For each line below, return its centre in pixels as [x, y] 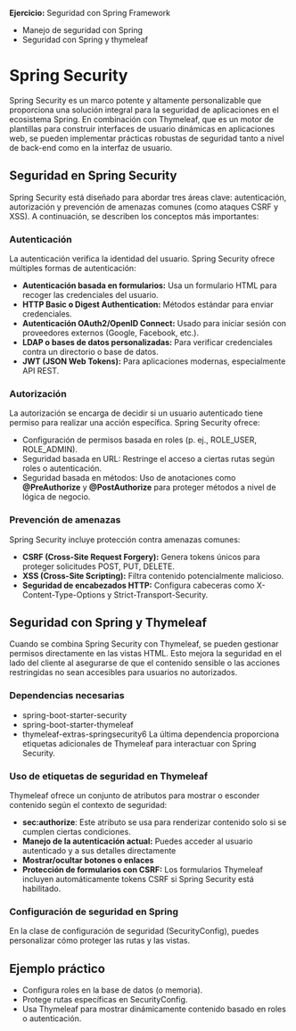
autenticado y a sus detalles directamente [99, 851]
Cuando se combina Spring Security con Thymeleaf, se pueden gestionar [144, 644]
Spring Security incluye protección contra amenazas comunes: [125, 540]
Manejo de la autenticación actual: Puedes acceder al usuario [137, 841]
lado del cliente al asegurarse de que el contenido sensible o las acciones [145, 663]
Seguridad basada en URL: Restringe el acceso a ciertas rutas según [148, 459]
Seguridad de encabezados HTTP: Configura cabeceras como [138, 585]
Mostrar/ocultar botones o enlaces [88, 861]
